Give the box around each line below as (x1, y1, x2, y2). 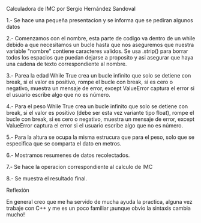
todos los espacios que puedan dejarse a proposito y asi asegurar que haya (6, 54, 194, 61)
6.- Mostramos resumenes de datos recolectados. (6, 151, 130, 159)
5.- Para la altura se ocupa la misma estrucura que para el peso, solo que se (6, 133, 195, 141)
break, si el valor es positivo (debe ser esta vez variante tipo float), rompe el (6, 109, 194, 116)
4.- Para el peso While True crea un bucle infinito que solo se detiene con (6, 103, 188, 110)
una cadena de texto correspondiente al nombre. (6, 60, 127, 67)
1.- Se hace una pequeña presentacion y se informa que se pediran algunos (6, 17, 194, 23)
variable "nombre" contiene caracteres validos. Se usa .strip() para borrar (6, 47, 188, 55)
